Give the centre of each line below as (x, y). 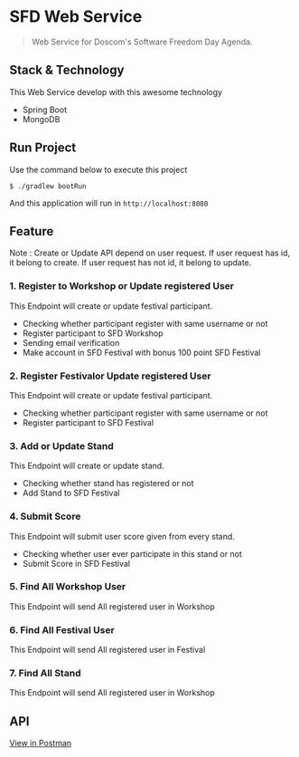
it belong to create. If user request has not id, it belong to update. (131, 263)
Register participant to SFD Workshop (93, 333)
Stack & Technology (67, 70)
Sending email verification (71, 342)
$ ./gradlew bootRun (48, 186)
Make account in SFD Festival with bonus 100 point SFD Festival (141, 352)
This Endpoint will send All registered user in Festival (107, 650)
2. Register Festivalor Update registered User (110, 376)
